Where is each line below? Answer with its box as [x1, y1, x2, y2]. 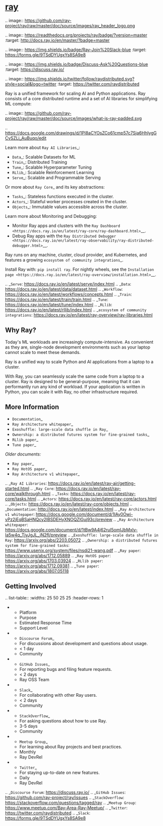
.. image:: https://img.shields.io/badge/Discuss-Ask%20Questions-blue [5, 61, 148, 67]
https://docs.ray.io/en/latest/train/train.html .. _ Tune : [5, 296, 109, 302]
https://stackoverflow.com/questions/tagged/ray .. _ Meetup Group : [5, 800, 137, 806]
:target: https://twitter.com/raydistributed [57, 81, 140, 87]
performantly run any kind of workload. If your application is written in [5, 384, 145, 389]
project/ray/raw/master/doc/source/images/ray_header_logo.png [5, 22, 135, 28]
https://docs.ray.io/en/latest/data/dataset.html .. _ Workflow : [5, 286, 123, 292]
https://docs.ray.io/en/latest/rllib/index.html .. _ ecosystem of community [5, 307, 147, 313]
